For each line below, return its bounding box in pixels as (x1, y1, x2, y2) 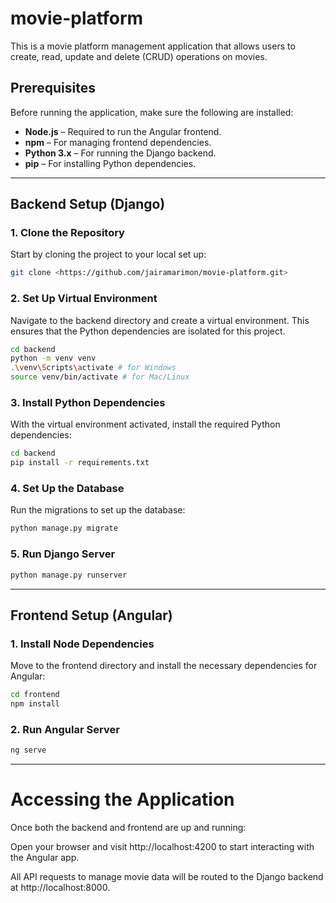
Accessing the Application (10, 788, 235, 811)
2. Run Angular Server (10, 722, 120, 736)
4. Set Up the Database (10, 482, 125, 496)
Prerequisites (10, 80, 96, 97)
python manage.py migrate (10, 523, 118, 534)
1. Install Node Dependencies (10, 637, 155, 651)
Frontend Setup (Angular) (10, 607, 173, 624)
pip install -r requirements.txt (10, 458, 150, 468)
